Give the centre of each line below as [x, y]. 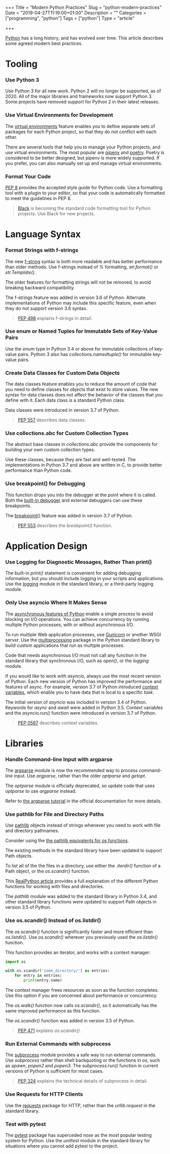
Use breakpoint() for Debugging [45, 484]
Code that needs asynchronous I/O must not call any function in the [76, 655]
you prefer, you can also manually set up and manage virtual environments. [84, 163]
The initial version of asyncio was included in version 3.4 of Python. [76, 702]
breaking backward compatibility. [40, 287]
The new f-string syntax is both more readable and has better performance [84, 261]
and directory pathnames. [32, 831]
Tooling [22, 64]
